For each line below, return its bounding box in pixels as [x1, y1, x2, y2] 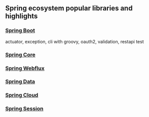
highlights [5, 12, 38, 21]
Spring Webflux [5, 65, 45, 72]
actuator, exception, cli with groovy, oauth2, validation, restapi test [5, 38, 144, 44]
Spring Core [5, 51, 35, 58]
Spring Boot [5, 27, 35, 34]
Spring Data [5, 78, 35, 85]
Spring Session [5, 105, 44, 112]
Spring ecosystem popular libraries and [5, 4, 133, 13]
